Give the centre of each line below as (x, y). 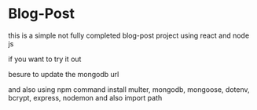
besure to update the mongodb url (64, 74)
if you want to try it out (45, 59)
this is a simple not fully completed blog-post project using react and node (129, 35)
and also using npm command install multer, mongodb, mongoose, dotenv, (129, 89)
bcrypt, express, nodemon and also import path (85, 97)
